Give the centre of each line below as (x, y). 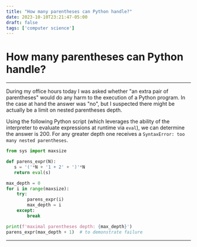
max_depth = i (44, 205)
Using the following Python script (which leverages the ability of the (88, 122)
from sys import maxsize (36, 151)
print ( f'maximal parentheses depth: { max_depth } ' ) (69, 226)
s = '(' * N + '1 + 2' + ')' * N (49, 167)
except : (26, 211)
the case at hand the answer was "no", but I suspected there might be (90, 104)
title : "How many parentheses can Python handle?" (69, 11)
